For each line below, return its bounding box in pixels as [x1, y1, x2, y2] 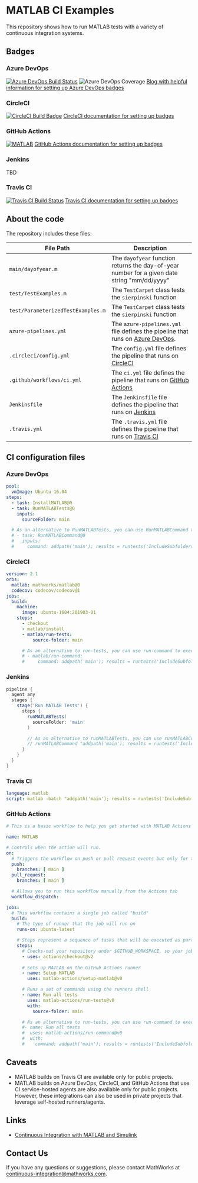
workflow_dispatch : [11, 894, 60, 900]
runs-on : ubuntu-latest [16, 927, 75, 933]
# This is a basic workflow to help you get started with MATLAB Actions [6, 823, 192, 829]
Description [133, 244, 167, 252]
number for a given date [111, 269, 178, 277]
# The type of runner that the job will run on [16, 921, 136, 927]
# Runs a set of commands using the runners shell [21, 987, 149, 992]
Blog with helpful [146, 78, 187, 85]
